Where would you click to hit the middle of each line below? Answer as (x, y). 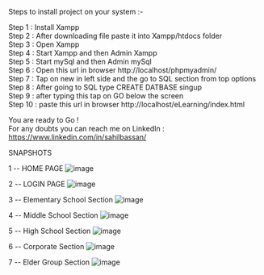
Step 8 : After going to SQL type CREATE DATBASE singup (105, 87)
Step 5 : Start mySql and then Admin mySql (80, 61)
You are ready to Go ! (44, 120)
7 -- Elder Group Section (49, 262)
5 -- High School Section (50, 231)
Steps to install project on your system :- (76, 12)
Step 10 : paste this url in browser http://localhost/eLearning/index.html (126, 104)
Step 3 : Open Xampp (44, 44)
